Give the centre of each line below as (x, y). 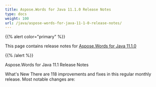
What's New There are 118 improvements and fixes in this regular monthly (78, 74)
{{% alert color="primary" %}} (35, 37)
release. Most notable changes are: (40, 79)
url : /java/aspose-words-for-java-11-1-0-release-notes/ (64, 23)
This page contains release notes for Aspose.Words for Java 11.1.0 (71, 46)
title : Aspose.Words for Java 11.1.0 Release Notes (58, 9)
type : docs (16, 14)
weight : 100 (17, 18)
